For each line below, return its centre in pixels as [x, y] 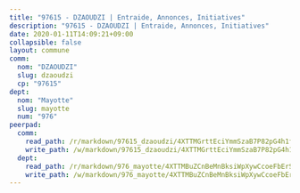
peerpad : [25, 125]
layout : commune [39, 51]
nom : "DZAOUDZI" [47, 68]
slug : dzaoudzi [46, 76]
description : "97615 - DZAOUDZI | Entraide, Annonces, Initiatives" [139, 26]
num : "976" [37, 117]
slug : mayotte [43, 109]
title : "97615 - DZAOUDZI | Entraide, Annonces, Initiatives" [127, 17]
